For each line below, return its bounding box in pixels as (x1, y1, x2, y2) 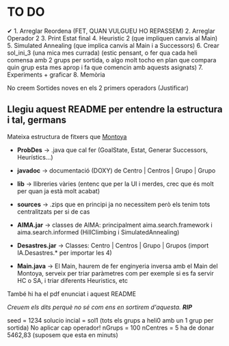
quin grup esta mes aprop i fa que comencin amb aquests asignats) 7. (7, 63, 204, 71)
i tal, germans (7, 114, 67, 126)
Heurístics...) (16, 153, 53, 161)
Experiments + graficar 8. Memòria (7, 70, 106, 79)
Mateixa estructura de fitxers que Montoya (7, 132, 127, 140)
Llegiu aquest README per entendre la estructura (7, 103, 223, 115)
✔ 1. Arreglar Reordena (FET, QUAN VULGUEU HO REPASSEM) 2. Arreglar (7, 27, 215, 35)
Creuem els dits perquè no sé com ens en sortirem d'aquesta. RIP (7, 303, 193, 311)
